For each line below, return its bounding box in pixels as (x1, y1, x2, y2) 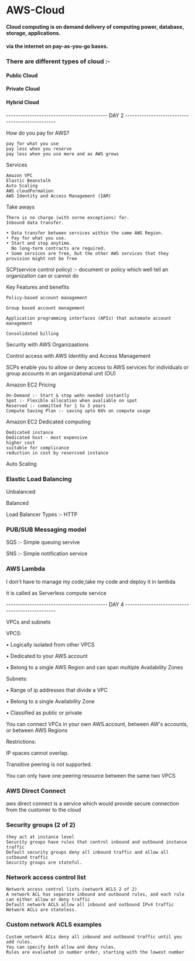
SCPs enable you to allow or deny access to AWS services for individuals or (6, 364, 189, 371)
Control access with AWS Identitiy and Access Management (6, 352, 151, 359)
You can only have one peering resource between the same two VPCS (6, 772, 176, 779)
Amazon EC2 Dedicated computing (6, 418, 91, 425)
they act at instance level (6, 834, 75, 840)
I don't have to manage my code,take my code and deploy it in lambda (6, 578, 176, 585)
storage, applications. (6, 29, 61, 36)
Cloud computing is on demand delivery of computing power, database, (6, 23, 184, 30)
